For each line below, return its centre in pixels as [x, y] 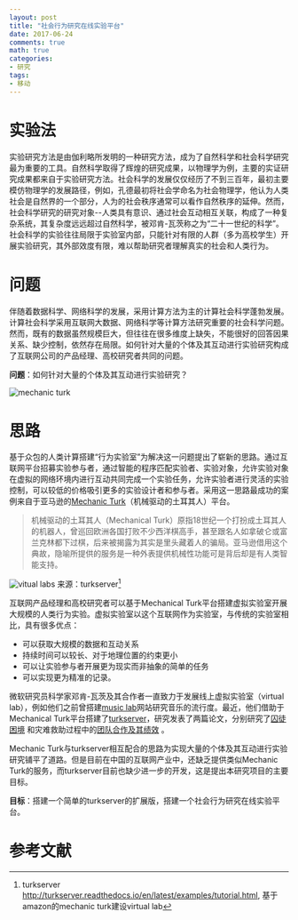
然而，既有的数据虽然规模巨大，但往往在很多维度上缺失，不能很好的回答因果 [149, 333]
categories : [31, 59]
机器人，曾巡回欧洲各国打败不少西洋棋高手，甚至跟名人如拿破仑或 [159, 532]
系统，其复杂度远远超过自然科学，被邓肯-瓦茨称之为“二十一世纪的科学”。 [150, 223]
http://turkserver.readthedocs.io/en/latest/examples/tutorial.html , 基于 [150, 895]
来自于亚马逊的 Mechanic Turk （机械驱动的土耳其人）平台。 [125, 501]
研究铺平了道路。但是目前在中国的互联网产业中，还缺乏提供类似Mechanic [144, 760]
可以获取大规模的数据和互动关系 [80, 644]
